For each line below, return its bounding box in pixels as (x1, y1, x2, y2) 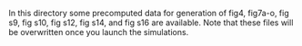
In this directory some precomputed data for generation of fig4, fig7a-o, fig (8, 8, 290, 18)
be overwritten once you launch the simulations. (8, 27, 189, 37)
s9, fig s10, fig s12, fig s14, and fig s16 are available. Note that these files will (8, 17, 294, 28)
